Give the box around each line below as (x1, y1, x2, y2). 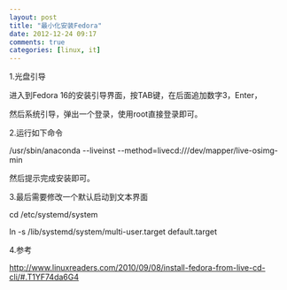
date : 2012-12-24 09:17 (9, 29, 97, 38)
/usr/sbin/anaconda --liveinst (9, 145, 116, 156)
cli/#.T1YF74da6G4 (9, 271, 80, 283)
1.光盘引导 (9, 72, 46, 82)
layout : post (9, 12, 58, 22)
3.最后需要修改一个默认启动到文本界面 (9, 192, 149, 202)
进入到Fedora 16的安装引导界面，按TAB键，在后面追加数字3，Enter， (9, 90, 263, 101)
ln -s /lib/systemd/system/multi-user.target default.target (9, 226, 218, 237)
